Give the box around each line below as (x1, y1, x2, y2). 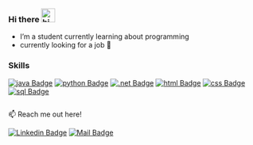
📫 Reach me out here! (8, 109, 82, 119)
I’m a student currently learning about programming (19, 32, 189, 41)
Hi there (8, 13, 40, 25)
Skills (8, 60, 30, 71)
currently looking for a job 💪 (19, 40, 111, 50)
